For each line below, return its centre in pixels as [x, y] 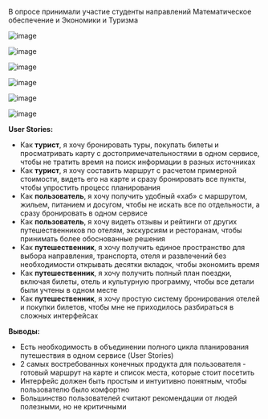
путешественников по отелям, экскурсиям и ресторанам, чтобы [131, 230]
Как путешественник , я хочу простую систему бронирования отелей [140, 298]
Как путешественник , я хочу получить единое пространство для [132, 247]
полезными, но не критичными [73, 407]
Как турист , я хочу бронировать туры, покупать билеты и [119, 145]
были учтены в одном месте [69, 290]
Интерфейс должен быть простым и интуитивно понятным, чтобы [133, 381]
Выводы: [24, 331]
